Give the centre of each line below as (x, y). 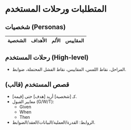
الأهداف (39, 41)
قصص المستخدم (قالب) (37, 84)
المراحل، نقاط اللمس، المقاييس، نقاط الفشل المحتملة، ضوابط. (69, 69)
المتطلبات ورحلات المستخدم (56, 9)
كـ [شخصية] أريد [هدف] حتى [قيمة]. (44, 96)
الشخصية (17, 41)
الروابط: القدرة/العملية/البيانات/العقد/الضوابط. (54, 122)
